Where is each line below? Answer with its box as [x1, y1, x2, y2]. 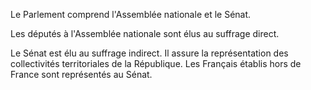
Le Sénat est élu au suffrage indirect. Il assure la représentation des [10, 47, 289, 59]
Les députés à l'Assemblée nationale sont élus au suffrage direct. [10, 28, 280, 39]
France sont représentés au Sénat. [10, 69, 153, 80]
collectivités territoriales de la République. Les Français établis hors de [10, 58, 302, 69]
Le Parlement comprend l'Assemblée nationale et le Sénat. [10, 9, 252, 20]
